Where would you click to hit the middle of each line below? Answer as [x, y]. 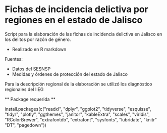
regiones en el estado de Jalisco [74, 20]
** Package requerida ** [30, 99]
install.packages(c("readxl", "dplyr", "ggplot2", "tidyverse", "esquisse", [78, 109]
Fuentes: [14, 59]
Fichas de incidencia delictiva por [76, 9]
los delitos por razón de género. [38, 39]
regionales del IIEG [24, 89]
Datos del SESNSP [31, 69]
